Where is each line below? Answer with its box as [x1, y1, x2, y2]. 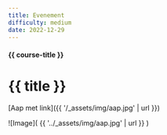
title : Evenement [8, 11, 65, 20]
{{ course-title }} [8, 50, 64, 59]
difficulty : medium [8, 19, 72, 27]
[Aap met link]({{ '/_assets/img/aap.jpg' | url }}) [8, 103, 161, 112]
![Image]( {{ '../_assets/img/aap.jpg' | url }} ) [8, 118, 149, 127]
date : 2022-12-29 [8, 26, 65, 34]
